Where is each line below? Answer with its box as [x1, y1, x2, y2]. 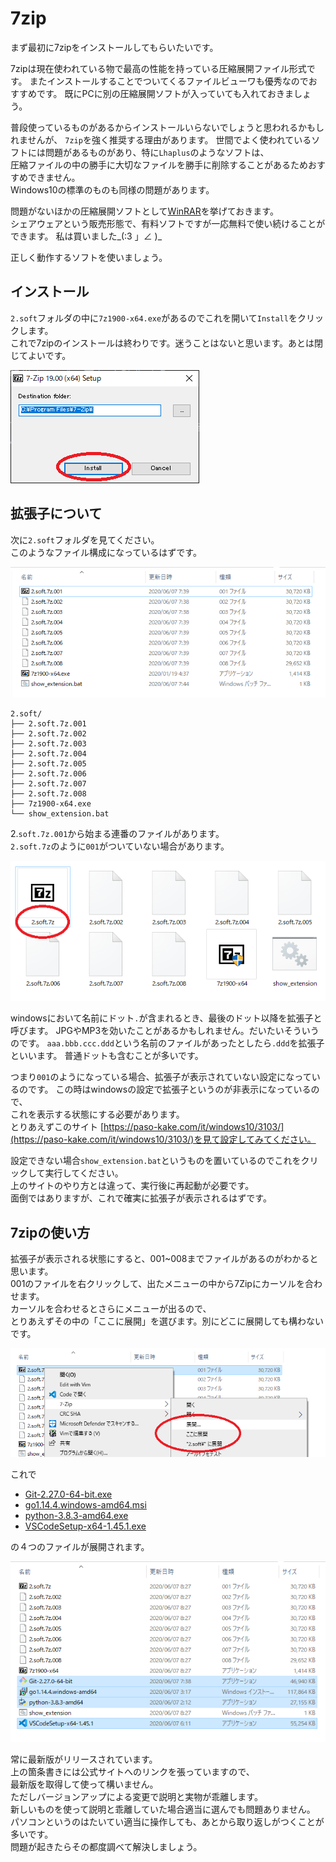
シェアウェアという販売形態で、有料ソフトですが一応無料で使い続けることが [10, 217, 326, 229]
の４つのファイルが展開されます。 [10, 1540, 150, 1552]
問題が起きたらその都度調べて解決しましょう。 [10, 1841, 203, 1853]
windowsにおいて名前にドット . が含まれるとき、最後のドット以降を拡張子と [10, 1012, 323, 1024]
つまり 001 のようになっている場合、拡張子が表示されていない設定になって [10, 1071, 312, 1083]
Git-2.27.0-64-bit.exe [24, 1488, 113, 1500]
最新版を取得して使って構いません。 [10, 1778, 159, 1791]
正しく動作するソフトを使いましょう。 [10, 251, 168, 263]
